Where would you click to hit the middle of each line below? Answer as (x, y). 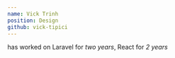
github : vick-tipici (38, 27)
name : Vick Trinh (33, 14)
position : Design (33, 21)
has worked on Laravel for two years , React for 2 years (87, 47)
